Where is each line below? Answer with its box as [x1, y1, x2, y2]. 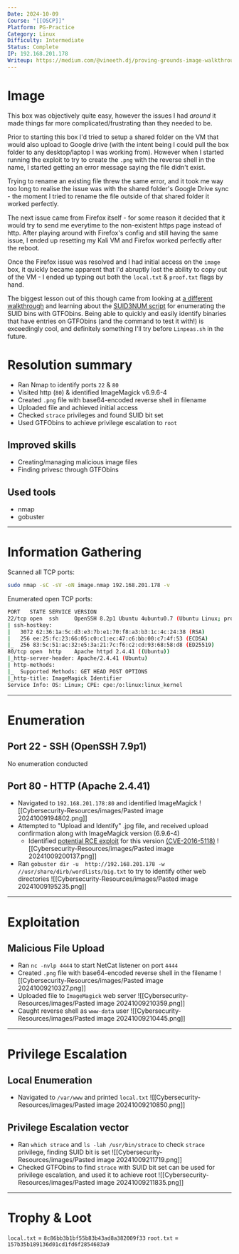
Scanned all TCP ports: [7, 568, 75, 576]
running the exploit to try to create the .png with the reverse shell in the [7, 155, 216, 164]
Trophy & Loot [7, 1210, 92, 1226]
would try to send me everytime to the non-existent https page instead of [7, 220, 222, 229]
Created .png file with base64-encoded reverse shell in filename [17, 395, 207, 404]
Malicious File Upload [7, 942, 105, 954]
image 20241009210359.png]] [96, 999, 186, 1008]
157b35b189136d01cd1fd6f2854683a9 [7, 1241, 110, 1248]
